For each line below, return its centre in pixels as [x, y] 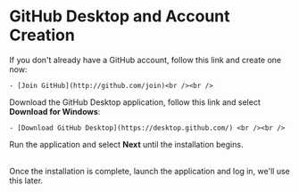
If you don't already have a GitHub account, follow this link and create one [145, 60]
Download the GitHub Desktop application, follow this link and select [135, 102]
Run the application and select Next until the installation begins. [126, 144]
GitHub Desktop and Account [120, 16]
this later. [26, 181]
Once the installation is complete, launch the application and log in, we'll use [149, 171]
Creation [42, 35]
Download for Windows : [55, 111]
